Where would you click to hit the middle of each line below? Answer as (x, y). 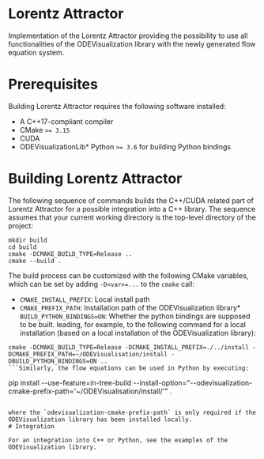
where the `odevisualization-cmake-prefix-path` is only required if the (132, 412)
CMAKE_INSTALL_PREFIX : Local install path (85, 299)
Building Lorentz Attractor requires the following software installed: (117, 106)
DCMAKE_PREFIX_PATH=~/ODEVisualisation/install (88, 354)
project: (21, 225)
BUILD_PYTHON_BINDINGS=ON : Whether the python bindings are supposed (135, 316)
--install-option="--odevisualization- (193, 382)
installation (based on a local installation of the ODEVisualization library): (138, 333)
